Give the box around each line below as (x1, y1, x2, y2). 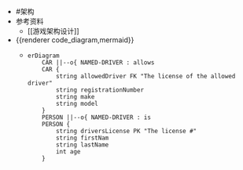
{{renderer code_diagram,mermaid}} (15, 35, 134, 45)
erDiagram (27, 52, 61, 60)
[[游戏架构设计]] (27, 27, 80, 35)
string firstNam (55, 134, 109, 142)
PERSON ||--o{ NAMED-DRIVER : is (42, 114, 152, 121)
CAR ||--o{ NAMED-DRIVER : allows (42, 59, 155, 67)
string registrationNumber (55, 86, 144, 94)
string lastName (55, 141, 109, 149)
